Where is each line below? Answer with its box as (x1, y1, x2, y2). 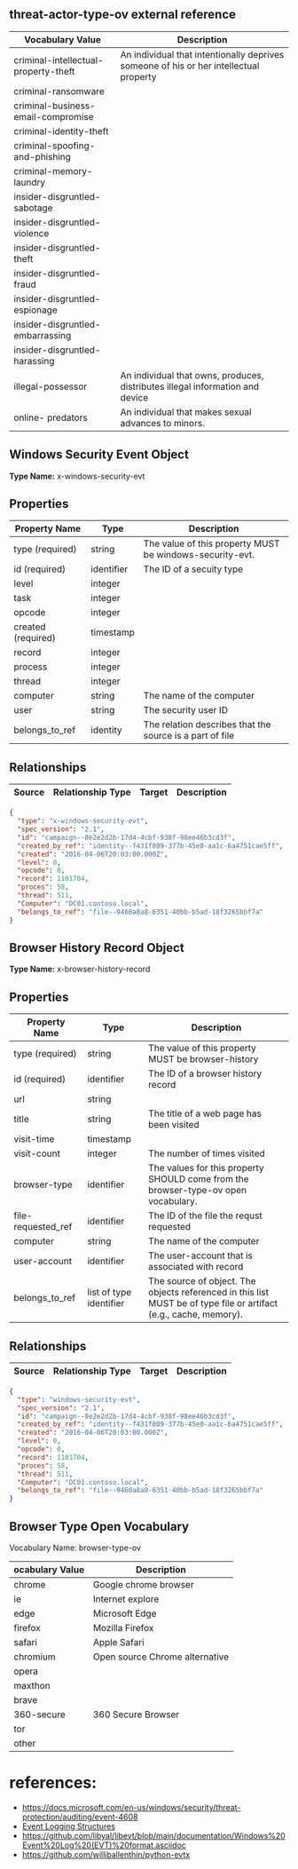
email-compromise (13, 110, 95, 123)
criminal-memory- (13, 164, 93, 177)
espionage (13, 304, 58, 316)
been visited (147, 1119, 200, 1131)
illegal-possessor (13, 380, 88, 392)
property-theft (13, 65, 75, 77)
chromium (13, 1651, 56, 1663)
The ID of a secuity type (143, 563, 244, 575)
